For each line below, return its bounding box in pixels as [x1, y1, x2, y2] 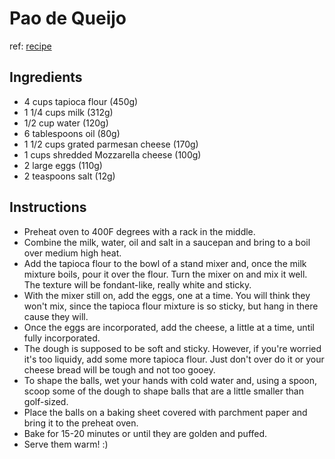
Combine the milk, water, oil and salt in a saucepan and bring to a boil [23, 236, 311, 248]
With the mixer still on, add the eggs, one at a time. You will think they [23, 289, 311, 301]
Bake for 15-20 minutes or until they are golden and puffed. [23, 427, 268, 439]
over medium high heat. [23, 247, 122, 259]
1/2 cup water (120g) [23, 117, 109, 129]
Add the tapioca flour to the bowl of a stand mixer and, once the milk [23, 257, 307, 269]
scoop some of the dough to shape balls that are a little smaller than [23, 385, 304, 397]
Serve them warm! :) [23, 438, 109, 450]
